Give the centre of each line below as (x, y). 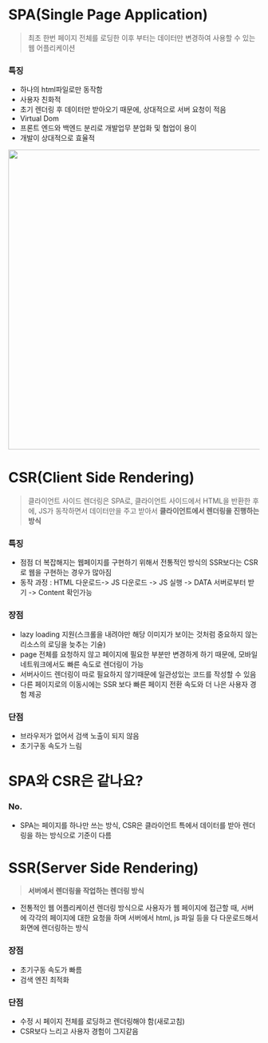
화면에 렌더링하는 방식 (54, 928)
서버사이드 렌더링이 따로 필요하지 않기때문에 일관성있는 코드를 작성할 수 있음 (138, 674)
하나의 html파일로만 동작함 (61, 90)
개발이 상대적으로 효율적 (57, 138)
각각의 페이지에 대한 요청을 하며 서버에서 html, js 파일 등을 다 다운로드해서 (143, 918)
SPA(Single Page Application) (108, 15)
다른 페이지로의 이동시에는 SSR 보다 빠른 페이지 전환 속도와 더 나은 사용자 (134, 684)
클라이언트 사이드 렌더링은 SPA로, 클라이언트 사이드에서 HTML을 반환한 (139, 501)
